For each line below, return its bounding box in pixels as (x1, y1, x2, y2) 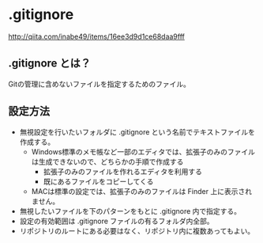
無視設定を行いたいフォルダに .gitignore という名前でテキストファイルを (19, 127, 255, 136)
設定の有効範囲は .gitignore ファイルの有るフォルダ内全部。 (19, 216, 215, 226)
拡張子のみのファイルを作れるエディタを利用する (43, 166, 203, 176)
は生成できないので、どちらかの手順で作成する (31, 157, 184, 166)
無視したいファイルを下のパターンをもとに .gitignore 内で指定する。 (19, 206, 242, 215)
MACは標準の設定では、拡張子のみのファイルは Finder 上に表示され (31, 186, 253, 196)
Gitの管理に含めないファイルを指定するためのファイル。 (8, 79, 191, 89)
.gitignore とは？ (8, 57, 92, 70)
